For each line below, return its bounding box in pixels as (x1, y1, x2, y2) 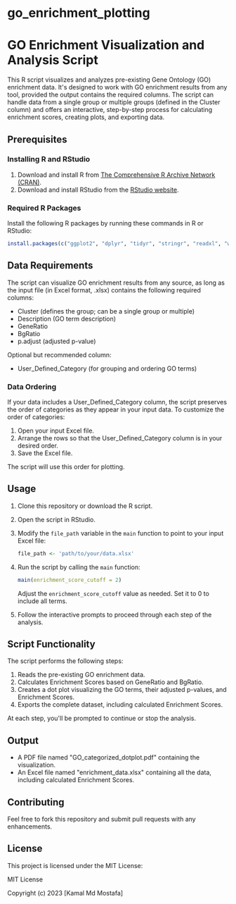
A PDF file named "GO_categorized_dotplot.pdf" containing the (17, 753, 200, 762)
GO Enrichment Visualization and (7, 37, 205, 54)
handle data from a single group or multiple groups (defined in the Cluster (7, 98, 221, 106)
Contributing (7, 796, 65, 808)
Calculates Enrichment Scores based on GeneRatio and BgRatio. (17, 678, 204, 686)
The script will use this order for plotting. (7, 463, 125, 471)
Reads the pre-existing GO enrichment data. (17, 671, 145, 679)
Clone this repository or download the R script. (17, 502, 153, 510)
